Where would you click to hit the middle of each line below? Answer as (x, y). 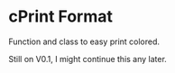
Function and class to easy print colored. (84, 41)
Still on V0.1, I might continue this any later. (88, 59)
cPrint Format (61, 17)
